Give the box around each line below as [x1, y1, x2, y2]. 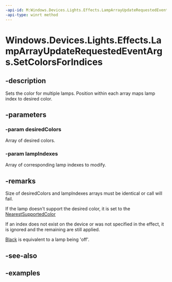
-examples [5, 269, 40, 277]
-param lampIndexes [5, 150, 58, 157]
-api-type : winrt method [5, 12, 58, 17]
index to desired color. [5, 95, 53, 102]
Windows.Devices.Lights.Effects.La [5, 34, 162, 46]
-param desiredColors [5, 126, 61, 133]
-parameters [5, 110, 47, 119]
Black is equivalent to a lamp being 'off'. [5, 236, 90, 243]
